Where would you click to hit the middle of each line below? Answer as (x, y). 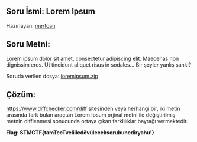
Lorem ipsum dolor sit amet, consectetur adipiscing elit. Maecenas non (93, 58)
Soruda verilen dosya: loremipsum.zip (52, 76)
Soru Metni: (28, 44)
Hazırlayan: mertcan (31, 25)
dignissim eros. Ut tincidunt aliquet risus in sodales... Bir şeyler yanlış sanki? (99, 65)
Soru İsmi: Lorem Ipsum (51, 11)
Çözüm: (21, 95)
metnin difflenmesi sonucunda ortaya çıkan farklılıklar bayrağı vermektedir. (97, 121)
